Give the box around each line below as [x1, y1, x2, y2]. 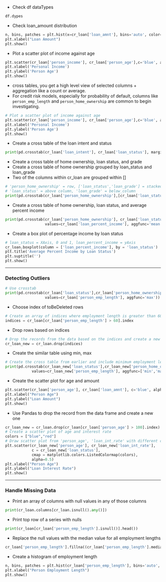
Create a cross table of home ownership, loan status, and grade [12, 159, 142, 165]
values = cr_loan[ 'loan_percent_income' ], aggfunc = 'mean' [44, 222, 163, 227]
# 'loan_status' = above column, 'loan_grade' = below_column [5, 189, 136, 194]
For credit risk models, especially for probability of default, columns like [12, 93, 159, 99]
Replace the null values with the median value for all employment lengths [12, 535, 161, 541]
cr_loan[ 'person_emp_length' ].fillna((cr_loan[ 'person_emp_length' [5, 545, 147, 550]
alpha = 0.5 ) [31, 457, 54, 462]
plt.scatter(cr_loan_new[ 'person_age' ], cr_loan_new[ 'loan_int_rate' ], [5, 443, 156, 448]
